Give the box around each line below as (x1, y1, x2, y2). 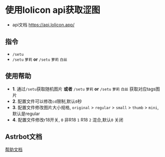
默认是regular (12, 111, 41, 117)
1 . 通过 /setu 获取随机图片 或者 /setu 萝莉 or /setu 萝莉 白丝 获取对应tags (12, 86, 156, 92)
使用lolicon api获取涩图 (5, 4, 100, 16)
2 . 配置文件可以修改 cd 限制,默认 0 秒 (12, 98, 82, 104)
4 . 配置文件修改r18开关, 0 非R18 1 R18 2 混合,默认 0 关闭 (12, 117, 124, 122)
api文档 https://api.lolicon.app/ (12, 22, 75, 28)
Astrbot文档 (5, 132, 42, 141)
